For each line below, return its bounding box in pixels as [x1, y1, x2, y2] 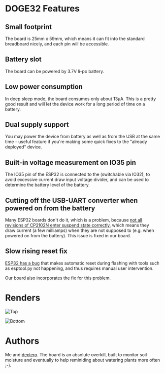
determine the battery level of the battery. [5, 182, 90, 188]
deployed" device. [5, 144, 42, 150]
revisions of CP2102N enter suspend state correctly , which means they [5, 223, 149, 228]
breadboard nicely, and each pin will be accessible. [5, 41, 109, 47]
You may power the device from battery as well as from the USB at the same [5, 134, 160, 140]
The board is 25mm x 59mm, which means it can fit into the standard [5, 36, 145, 41]
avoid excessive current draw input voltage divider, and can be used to [5, 177, 149, 183]
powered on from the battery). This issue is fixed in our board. [5, 233, 132, 239]
